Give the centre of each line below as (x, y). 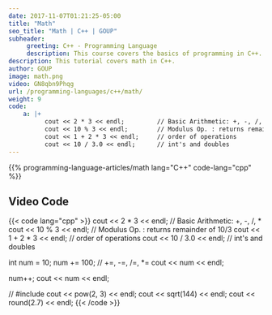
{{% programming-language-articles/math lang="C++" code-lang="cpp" (130, 167)
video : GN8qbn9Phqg (41, 84)
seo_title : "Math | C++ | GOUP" (63, 31)
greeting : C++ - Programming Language (92, 46)
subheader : (27, 39)
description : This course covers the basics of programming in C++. (144, 54)
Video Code (39, 201)
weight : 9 (25, 99)
